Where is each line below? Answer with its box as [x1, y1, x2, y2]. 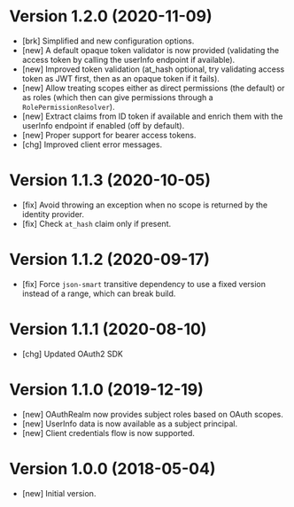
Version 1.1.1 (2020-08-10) [9, 319, 207, 339]
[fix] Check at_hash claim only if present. [21, 218, 172, 229]
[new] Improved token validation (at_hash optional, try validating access [21, 64, 285, 74]
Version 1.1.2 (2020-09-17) [9, 250, 211, 269]
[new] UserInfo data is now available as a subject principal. [21, 418, 237, 429]
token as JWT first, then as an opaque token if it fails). [21, 73, 220, 83]
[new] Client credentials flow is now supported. [21, 427, 195, 438]
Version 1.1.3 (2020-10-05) [9, 170, 211, 191]
